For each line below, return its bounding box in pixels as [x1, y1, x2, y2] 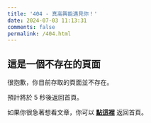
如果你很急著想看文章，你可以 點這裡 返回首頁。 [7, 108, 147, 117]
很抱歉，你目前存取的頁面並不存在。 [7, 78, 113, 87]
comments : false [7, 23, 55, 30]
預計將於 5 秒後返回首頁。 [7, 93, 84, 102]
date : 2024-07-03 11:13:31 [7, 17, 87, 24]
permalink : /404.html [7, 30, 72, 37]
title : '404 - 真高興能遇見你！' [7, 10, 98, 18]
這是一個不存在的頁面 [7, 58, 101, 70]
